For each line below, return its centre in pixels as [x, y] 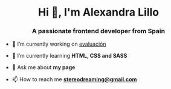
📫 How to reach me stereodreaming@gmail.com [74, 79]
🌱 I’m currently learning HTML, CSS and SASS [69, 56]
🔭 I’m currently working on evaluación [59, 44]
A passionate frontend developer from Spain [98, 31]
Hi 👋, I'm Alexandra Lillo [98, 12]
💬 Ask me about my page [44, 67]
